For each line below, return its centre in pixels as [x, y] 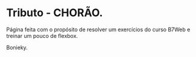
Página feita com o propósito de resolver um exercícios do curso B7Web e [98, 29]
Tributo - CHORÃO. [55, 13]
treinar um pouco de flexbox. [42, 35]
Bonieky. [17, 47]
